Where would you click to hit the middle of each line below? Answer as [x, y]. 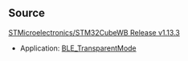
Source [27, 13]
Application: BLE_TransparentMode [78, 48]
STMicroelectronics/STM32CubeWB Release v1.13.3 [94, 32]
